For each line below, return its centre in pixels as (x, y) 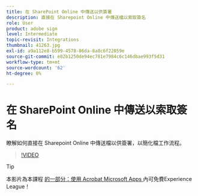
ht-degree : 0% (24, 73)
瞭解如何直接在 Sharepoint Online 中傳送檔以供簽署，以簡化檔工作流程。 (95, 143)
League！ (18, 186)
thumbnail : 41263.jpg (33, 46)
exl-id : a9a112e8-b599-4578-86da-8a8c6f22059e (65, 51)
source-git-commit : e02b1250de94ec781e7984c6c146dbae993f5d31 (85, 57)
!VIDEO (30, 155)
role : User (20, 23)
